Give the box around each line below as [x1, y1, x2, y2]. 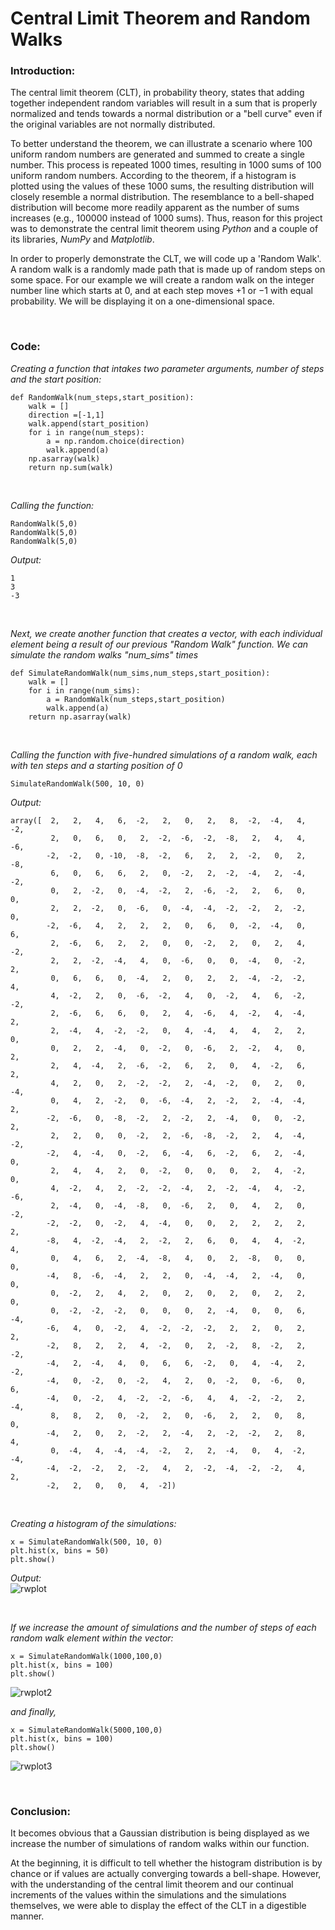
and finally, [10, 1705, 57, 1717]
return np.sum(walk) [28, 462, 114, 472]
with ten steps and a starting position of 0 [10, 759, 183, 771]
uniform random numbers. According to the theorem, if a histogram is [10, 170, 297, 182]
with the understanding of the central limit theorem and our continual [10, 1878, 294, 1891]
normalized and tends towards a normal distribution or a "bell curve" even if [10, 108, 323, 120]
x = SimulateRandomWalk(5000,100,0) [10, 1725, 163, 1735]
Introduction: [10, 64, 76, 78]
